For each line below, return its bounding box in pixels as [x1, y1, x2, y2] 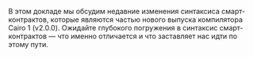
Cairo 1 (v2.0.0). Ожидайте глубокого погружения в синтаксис [8, 23, 218, 32]
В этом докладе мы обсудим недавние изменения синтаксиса [8, 7, 220, 16]
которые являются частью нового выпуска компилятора [50, 15, 243, 24]
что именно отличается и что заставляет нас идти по [57, 31, 238, 41]
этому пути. [8, 40, 49, 49]
